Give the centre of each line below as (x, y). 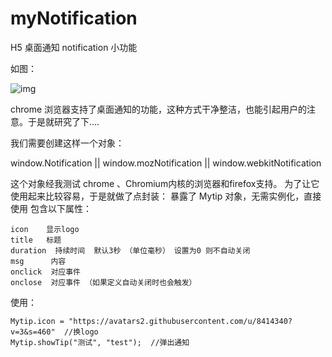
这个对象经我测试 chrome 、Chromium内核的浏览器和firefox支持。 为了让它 (165, 183)
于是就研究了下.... (63, 121)
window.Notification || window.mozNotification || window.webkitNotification (166, 163)
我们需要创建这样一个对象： (67, 143)
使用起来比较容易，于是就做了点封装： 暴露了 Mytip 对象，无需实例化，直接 (166, 196)
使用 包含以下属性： (51, 208)
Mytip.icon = (37, 321)
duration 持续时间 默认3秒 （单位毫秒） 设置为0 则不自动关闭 (130, 250)
